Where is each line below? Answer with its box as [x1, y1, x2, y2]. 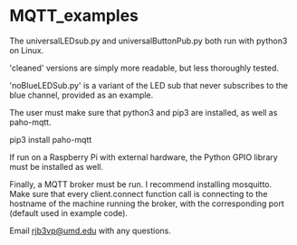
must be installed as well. [9, 161, 104, 172]
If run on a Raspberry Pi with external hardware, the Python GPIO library [9, 151, 278, 163]
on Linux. [9, 44, 44, 55]
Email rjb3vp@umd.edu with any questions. [9, 225, 172, 236]
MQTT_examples [9, 5, 139, 26]
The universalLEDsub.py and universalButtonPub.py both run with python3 [9, 35, 288, 46]
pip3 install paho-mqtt [9, 134, 92, 145]
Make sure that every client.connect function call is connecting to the [9, 188, 268, 199]
